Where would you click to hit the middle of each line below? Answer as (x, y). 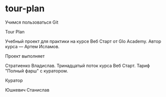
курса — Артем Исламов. (32, 46)
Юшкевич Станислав (27, 90)
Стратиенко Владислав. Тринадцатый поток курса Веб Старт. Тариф (78, 65)
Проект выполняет (25, 56)
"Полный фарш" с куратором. (37, 71)
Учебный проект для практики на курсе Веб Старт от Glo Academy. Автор (83, 41)
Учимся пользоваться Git (32, 22)
